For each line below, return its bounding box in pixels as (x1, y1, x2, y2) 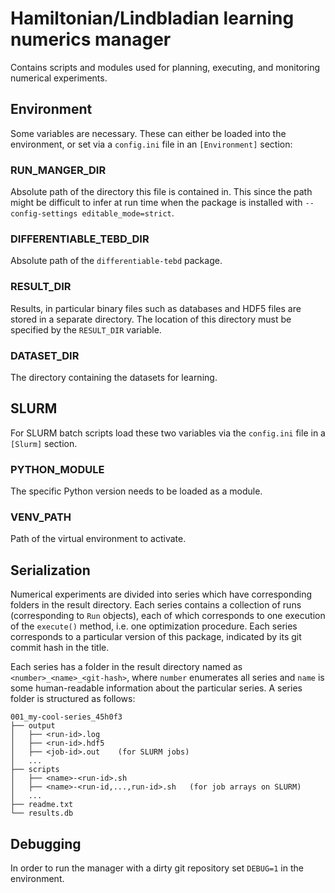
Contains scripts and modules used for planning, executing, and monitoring (10, 61, 321, 73)
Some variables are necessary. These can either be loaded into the (10, 127, 287, 139)
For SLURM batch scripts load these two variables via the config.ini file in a (10, 427, 326, 439)
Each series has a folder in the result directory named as (10, 661, 243, 673)
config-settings (10, 209, 78, 219)
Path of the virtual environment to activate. (10, 533, 187, 545)
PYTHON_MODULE (10, 462, 105, 476)
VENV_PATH (10, 510, 72, 524)
